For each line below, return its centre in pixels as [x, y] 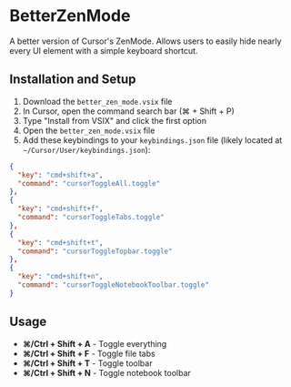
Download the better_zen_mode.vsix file [97, 101]
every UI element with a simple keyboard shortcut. [104, 50]
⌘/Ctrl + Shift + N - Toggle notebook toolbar [106, 372]
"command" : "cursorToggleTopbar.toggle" [95, 251]
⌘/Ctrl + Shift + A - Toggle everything [95, 343]
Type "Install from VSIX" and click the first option [115, 120]
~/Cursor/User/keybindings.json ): [86, 149]
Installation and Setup [73, 80]
